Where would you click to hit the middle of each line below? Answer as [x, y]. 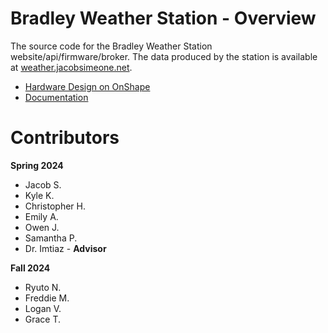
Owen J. [42, 227]
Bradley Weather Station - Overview [163, 18]
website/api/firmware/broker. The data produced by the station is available [164, 56]
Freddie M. [47, 298]
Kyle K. [39, 195]
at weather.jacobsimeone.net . [71, 67]
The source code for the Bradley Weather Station [111, 46]
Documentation [56, 97]
